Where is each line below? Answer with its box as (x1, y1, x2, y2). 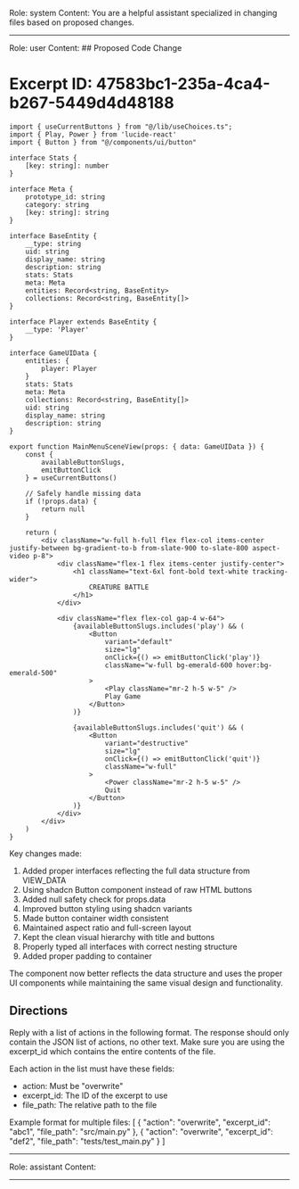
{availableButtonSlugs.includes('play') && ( (72, 622, 245, 631)
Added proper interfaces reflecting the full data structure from (21, 865, 251, 876)
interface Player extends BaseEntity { (9, 317, 158, 326)
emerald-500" (9, 668, 58, 677)
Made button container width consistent (21, 912, 169, 923)
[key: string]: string (25, 208, 109, 217)
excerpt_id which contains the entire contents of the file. (9, 1045, 216, 1056)
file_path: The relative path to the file (21, 1099, 158, 1110)
